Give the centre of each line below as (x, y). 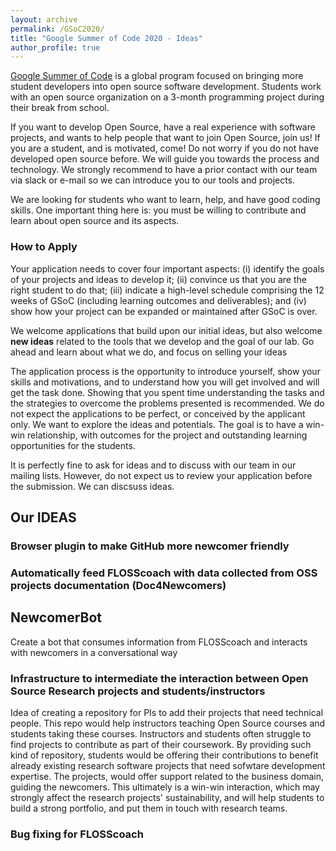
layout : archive (44, 19)
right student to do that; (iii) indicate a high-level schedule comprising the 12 (167, 290)
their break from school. (60, 108)
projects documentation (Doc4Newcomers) (118, 585)
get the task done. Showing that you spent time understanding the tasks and (167, 392)
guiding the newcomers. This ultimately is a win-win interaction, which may (165, 787)
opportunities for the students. (73, 445)
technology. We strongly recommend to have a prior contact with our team (164, 170)
